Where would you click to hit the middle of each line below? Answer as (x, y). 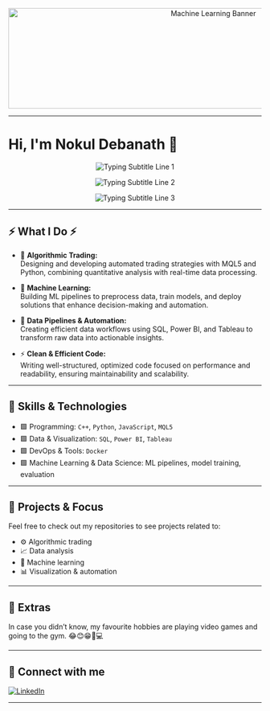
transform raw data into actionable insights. (92, 337)
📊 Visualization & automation (69, 572)
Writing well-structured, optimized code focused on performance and (135, 365)
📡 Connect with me (57, 672)
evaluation (37, 474)
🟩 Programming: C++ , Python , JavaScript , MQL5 (96, 426)
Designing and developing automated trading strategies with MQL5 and (138, 263)
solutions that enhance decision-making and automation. (114, 305)
